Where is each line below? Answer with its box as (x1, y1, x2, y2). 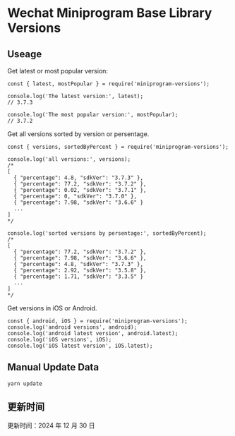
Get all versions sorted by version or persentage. (7, 130, 150, 138)
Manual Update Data (7, 361, 100, 373)
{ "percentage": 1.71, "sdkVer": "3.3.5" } (13, 273, 143, 280)
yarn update (7, 380, 42, 387)
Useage (7, 48, 42, 60)
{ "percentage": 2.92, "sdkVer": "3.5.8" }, (13, 267, 147, 274)
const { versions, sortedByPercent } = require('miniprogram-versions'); (7, 143, 229, 150)
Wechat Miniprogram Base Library (7, 5, 212, 21)
